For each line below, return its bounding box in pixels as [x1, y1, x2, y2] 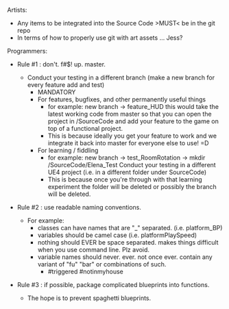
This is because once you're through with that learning [47, 175, 202, 184]
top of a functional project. [47, 125, 123, 132]
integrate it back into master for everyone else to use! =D [47, 139, 209, 147]
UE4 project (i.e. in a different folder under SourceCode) [47, 168, 207, 176]
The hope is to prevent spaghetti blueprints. [27, 294, 152, 302]
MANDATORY [37, 88, 76, 96]
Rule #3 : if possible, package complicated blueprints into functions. [16, 281, 210, 288]
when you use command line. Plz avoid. [37, 246, 149, 254]
